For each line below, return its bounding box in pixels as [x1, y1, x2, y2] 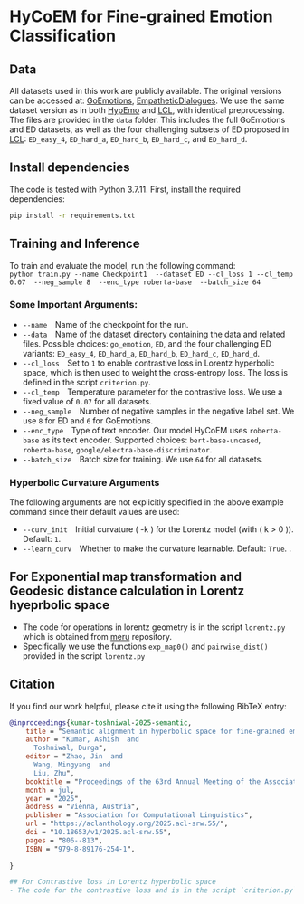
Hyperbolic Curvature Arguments [9, 476, 160, 489]
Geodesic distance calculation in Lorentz [9, 584, 245, 599]
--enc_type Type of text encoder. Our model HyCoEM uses [22, 424, 248, 435]
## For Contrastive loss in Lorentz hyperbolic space [9, 878, 217, 887]
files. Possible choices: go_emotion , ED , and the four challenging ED [22, 338, 272, 349]
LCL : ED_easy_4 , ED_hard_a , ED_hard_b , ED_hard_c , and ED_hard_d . [9, 134, 248, 144]
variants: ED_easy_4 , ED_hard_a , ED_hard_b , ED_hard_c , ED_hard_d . [22, 347, 261, 358]
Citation [9, 677, 56, 692]
